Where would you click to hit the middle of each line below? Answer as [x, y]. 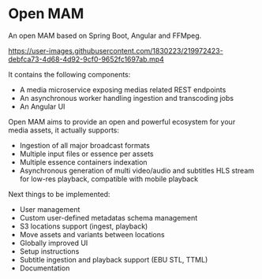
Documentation [45, 268]
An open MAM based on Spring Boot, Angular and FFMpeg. [105, 35]
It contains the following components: [69, 74]
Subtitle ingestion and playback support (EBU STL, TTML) [114, 259]
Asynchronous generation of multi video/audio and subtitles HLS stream [137, 170]
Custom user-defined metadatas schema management [109, 218]
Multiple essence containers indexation [83, 162]
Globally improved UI [54, 243]
